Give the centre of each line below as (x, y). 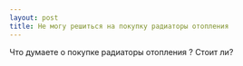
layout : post (34, 18)
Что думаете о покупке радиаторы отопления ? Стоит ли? (121, 52)
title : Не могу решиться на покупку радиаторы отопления (119, 26)
